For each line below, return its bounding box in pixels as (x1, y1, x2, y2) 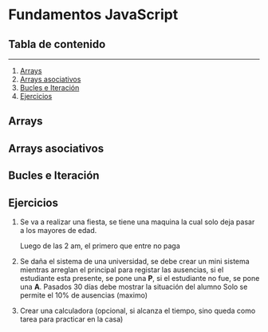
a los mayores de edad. (19, 225, 97, 235)
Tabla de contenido (8, 38, 106, 51)
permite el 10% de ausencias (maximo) (19, 290, 148, 300)
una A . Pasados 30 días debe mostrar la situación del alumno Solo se (19, 282, 248, 291)
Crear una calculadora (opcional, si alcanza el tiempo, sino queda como (19, 306, 256, 315)
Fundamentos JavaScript (8, 6, 179, 24)
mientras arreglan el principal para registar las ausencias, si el (19, 265, 224, 275)
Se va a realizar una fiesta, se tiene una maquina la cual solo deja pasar (19, 217, 255, 227)
